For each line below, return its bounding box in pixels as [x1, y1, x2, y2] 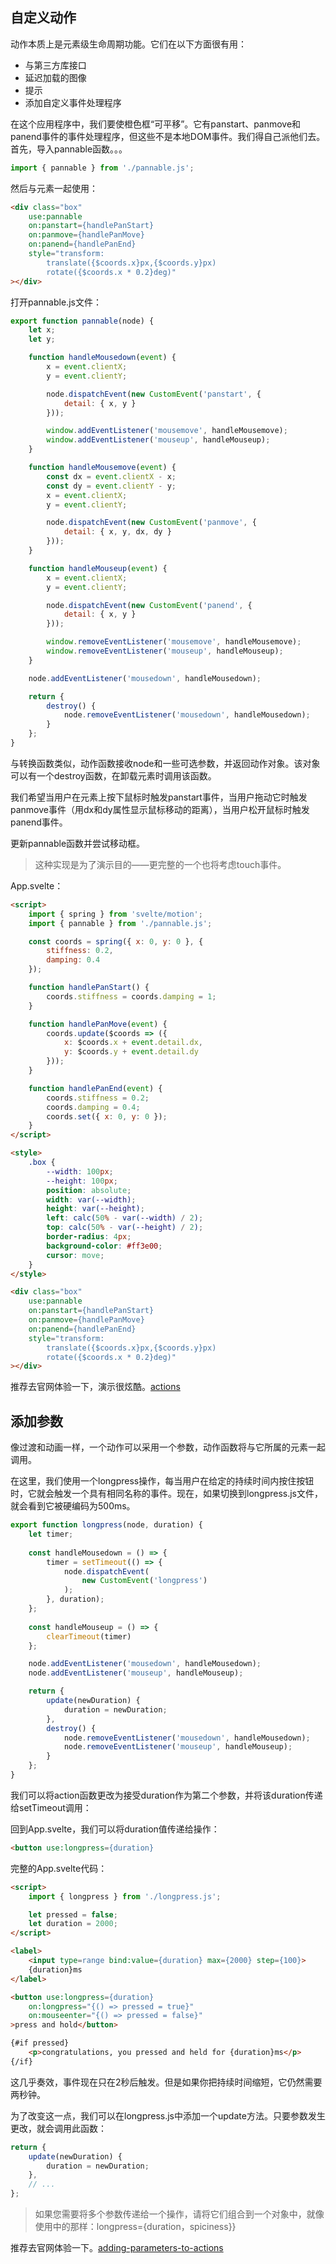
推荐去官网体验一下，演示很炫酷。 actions [10, 1381, 181, 1393]
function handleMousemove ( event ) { [28, 463, 177, 473]
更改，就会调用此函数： [10, 2122, 107, 2134]
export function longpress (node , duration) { [10, 1520, 203, 1530]
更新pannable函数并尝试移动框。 [10, 837, 146, 849]
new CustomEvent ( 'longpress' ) [81, 1576, 208, 1586]
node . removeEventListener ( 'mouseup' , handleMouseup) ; [63, 1742, 293, 1752]
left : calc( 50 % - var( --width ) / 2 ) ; [46, 1213, 204, 1223]
